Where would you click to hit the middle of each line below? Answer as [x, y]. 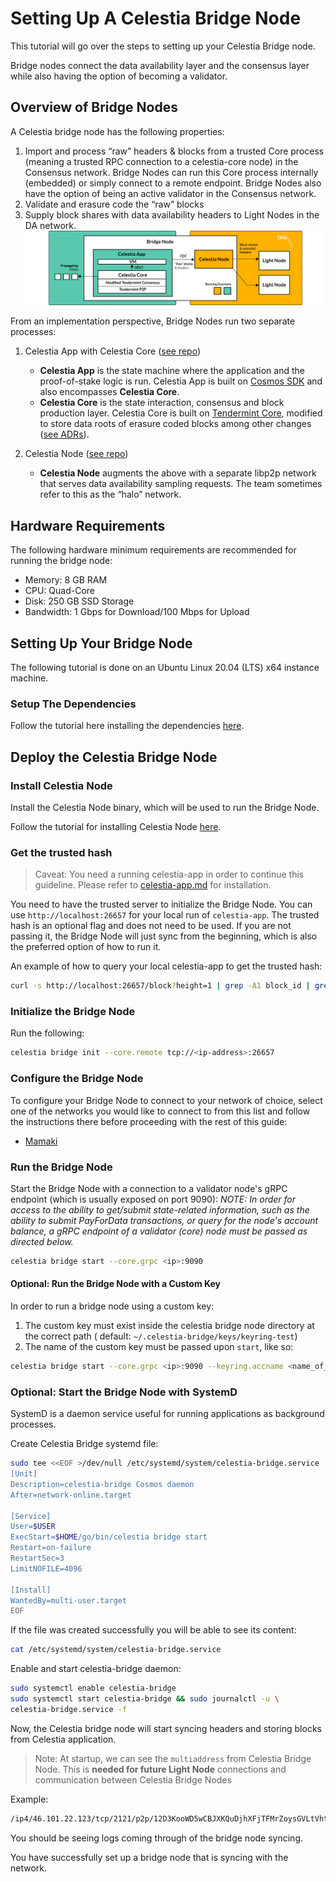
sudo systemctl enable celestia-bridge [93, 1688]
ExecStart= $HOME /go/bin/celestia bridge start [109, 1537]
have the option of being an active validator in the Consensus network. [170, 193]
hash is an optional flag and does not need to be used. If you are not [151, 926]
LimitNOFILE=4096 [46, 1568]
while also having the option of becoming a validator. [119, 76]
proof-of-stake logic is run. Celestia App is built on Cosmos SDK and [181, 381]
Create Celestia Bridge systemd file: [84, 1444]
